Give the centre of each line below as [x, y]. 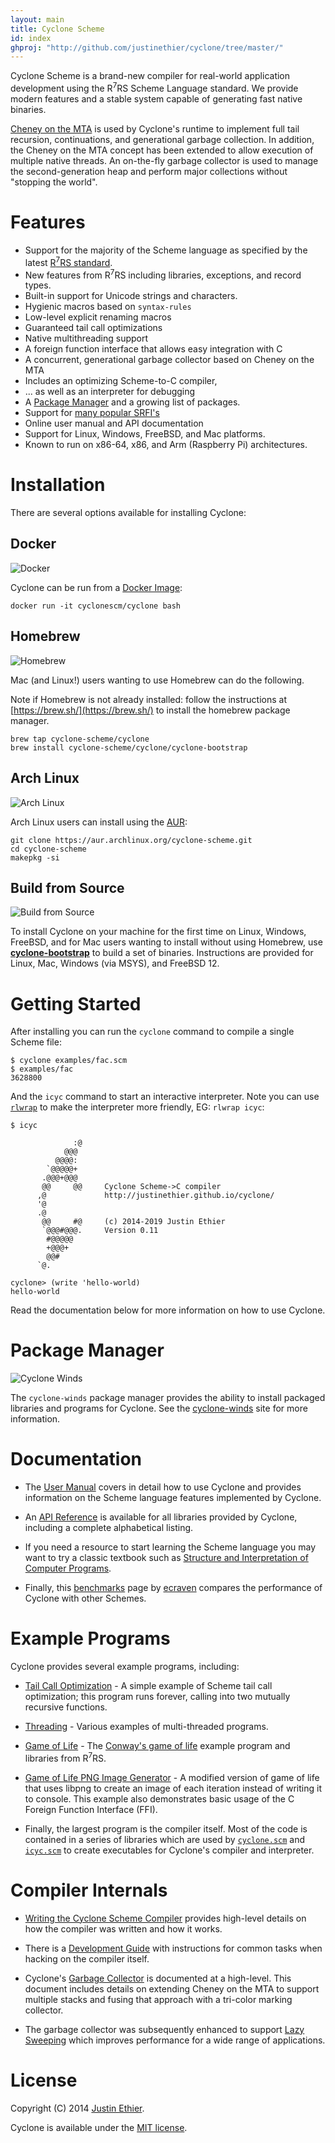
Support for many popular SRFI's [92, 413]
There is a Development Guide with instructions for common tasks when [173, 1948]
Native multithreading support [86, 338]
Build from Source [67, 887]
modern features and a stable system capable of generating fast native [156, 98]
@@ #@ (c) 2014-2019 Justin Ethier [133, 1222]
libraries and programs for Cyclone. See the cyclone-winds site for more [159, 1408]
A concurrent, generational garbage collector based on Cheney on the [169, 360]
